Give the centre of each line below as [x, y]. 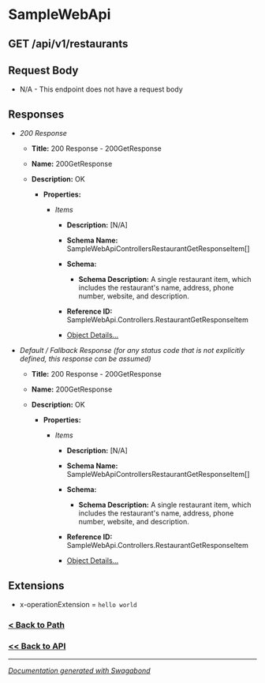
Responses [36, 114]
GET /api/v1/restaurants [68, 44]
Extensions [36, 585]
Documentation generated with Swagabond [80, 671]
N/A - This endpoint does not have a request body [101, 89]
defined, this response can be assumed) [85, 359]
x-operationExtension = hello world [78, 605]
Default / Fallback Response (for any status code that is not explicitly [132, 351]
